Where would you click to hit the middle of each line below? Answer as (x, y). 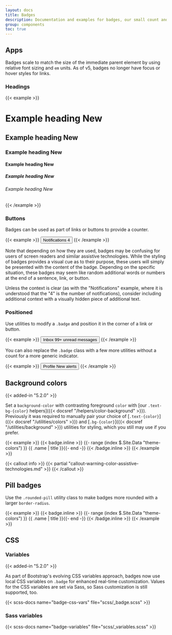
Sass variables (24, 615)
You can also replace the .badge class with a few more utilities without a (81, 350)
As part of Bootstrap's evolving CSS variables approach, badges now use (83, 576)
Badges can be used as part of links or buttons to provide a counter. (77, 230)
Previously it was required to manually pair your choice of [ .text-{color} (82, 416)
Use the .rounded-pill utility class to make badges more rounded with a (81, 498)
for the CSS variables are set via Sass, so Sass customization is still (76, 587)
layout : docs (19, 10)
